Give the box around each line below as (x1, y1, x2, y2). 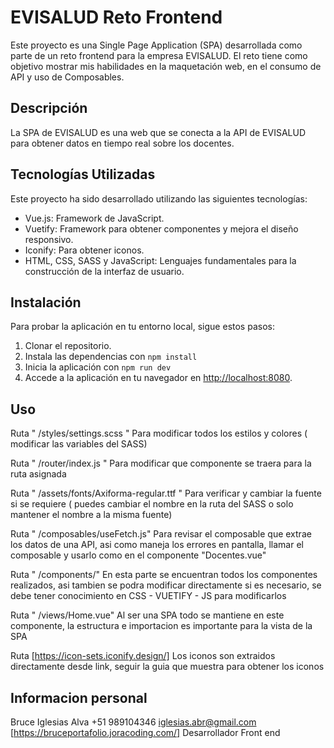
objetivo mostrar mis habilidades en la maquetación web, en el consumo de (10, 60, 322, 72)
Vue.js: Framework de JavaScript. (24, 212, 165, 224)
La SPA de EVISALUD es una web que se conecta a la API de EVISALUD (10, 126, 307, 138)
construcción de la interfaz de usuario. (24, 265, 185, 277)
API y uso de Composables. (10, 71, 125, 83)
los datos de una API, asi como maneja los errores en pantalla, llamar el (10, 539, 304, 551)
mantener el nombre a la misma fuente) (10, 509, 173, 521)
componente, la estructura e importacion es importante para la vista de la (10, 620, 313, 632)
